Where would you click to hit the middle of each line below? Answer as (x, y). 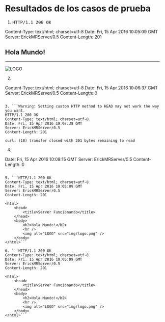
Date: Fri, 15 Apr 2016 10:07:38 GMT (44, 123)
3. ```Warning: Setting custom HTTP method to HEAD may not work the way (82, 106)
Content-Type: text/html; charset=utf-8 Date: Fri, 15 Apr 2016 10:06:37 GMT (82, 88)
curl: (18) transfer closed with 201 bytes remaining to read (70, 140)
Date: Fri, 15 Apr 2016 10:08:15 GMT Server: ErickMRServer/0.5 (69, 159)
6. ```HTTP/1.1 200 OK (28, 251)
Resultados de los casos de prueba (78, 9)
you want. (15, 110)
